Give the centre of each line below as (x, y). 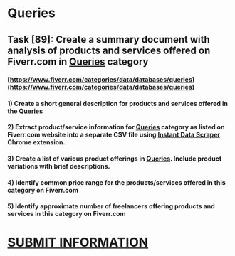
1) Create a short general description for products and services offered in (117, 103)
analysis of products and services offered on (109, 50)
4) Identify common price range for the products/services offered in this (116, 182)
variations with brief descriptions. (59, 166)
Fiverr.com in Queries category (78, 62)
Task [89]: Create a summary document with (109, 39)
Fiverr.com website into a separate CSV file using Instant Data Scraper (114, 135)
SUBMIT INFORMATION (78, 242)
